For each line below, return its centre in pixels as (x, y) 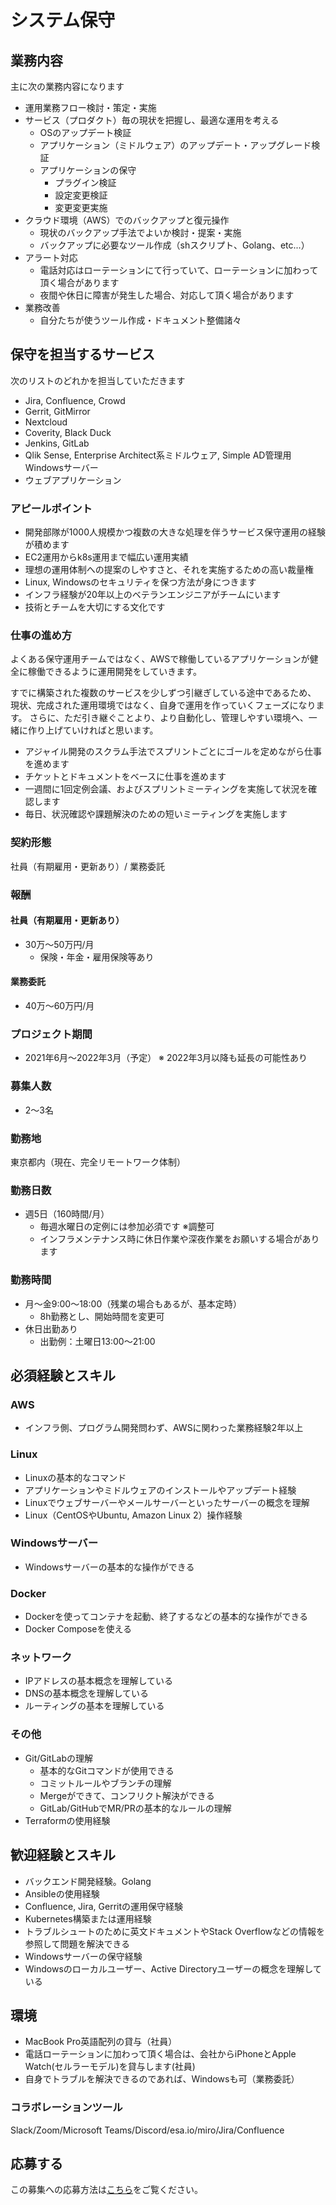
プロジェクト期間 (51, 1034)
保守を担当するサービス (82, 354)
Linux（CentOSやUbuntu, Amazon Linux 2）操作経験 (133, 1515)
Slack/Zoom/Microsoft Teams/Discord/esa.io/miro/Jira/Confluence (147, 2130)
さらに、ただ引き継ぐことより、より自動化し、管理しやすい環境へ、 (169, 718)
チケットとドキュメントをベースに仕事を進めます (125, 777)
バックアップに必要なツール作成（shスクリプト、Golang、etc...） (174, 245)
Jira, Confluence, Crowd (75, 400)
